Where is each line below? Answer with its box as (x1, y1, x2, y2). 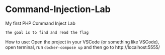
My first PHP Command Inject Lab (5, 20, 75, 26)
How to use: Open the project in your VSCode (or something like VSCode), (5, 39, 159, 45)
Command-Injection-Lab (5, 4, 111, 15)
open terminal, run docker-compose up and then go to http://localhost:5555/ (5, 44, 160, 50)
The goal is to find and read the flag (5, 30, 89, 35)
